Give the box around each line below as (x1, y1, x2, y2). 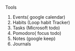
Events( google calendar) (12, 14, 66, 20)
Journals (12, 41, 31, 47)
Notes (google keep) (12, 35, 56, 41)
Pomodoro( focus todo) (12, 30, 62, 36)
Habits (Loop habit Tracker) (12, 20, 70, 25)
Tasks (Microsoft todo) (12, 25, 60, 31)
